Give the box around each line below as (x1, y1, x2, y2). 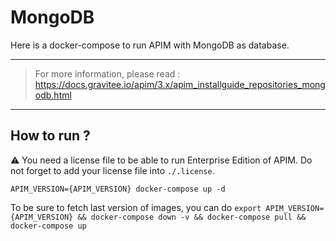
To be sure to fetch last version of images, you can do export (10, 201, 262, 213)
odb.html (34, 89, 72, 101)
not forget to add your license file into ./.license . (10, 164, 215, 176)
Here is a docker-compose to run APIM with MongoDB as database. (10, 39, 290, 51)
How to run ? (10, 127, 91, 145)
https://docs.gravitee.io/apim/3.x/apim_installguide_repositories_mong (34, 78, 326, 90)
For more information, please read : (34, 67, 181, 80)
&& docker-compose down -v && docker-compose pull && (77, 212, 307, 222)
